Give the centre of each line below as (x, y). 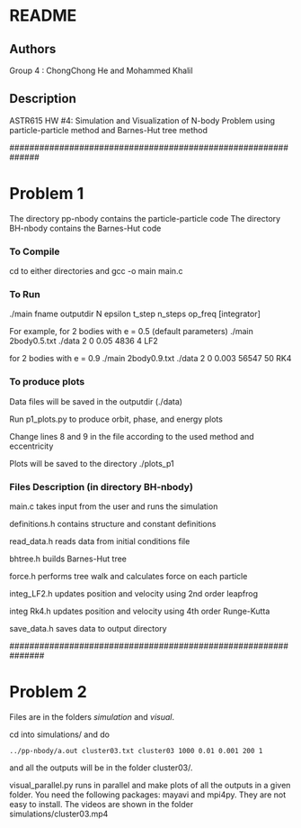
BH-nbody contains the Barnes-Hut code (85, 228)
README (43, 16)
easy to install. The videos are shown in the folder (102, 804)
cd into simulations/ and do (60, 734)
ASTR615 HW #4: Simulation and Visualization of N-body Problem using (142, 120)
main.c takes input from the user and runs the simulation (114, 506)
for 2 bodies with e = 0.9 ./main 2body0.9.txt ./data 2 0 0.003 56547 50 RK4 (150, 359)
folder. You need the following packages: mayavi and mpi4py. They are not (147, 795)
